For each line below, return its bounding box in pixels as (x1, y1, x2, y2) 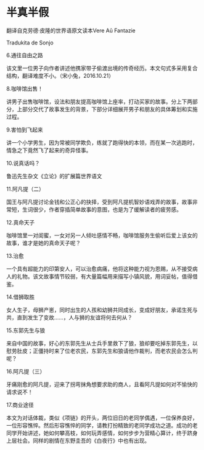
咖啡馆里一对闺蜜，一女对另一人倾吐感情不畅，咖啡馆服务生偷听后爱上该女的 (6, 232, 198, 239)
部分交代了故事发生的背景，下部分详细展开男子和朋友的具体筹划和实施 (22, 105, 198, 112)
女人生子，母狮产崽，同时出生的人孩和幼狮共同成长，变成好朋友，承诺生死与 (6, 306, 198, 313)
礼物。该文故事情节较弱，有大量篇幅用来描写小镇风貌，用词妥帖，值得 (16, 272, 192, 280)
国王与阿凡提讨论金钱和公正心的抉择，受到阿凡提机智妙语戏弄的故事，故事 (6, 198, 192, 206)
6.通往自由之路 (6, 51, 44, 58)
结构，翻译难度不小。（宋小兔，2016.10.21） (6, 72, 114, 79)
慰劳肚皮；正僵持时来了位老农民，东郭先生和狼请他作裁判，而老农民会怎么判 (6, 347, 198, 355)
